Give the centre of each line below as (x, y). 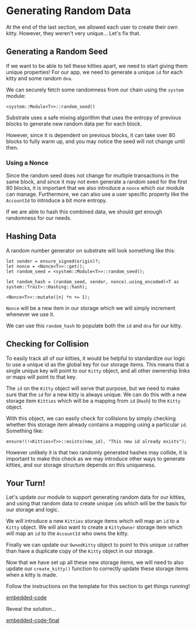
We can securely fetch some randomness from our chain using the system (95, 90)
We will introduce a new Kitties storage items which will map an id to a (93, 521)
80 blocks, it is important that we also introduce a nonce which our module (95, 188)
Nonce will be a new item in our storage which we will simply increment (91, 308)
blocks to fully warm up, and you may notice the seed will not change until (96, 141)
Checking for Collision (47, 344)
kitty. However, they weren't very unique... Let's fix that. (73, 33)
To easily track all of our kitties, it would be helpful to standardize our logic (96, 358)
